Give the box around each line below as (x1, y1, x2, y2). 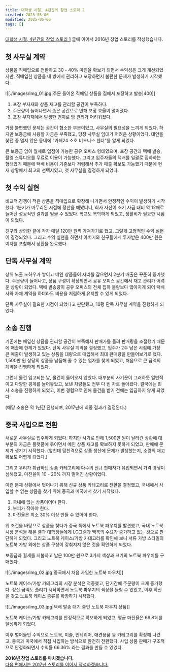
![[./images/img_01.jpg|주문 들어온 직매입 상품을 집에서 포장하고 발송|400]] (5, 90, 156, 97)
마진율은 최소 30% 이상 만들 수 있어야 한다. (12, 511, 98, 518)
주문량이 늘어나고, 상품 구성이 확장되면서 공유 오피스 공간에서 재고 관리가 (12, 277, 156, 283)
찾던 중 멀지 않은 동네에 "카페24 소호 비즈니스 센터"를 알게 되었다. (5, 138, 135, 144)
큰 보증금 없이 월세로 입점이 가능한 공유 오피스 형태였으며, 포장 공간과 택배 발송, (5, 148, 162, 154)
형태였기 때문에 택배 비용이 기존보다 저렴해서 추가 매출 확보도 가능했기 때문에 (5, 161, 157, 167)
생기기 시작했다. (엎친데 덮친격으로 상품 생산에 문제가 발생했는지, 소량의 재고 (14, 447, 165, 454)
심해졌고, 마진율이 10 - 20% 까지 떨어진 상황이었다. (5, 471, 107, 477)
